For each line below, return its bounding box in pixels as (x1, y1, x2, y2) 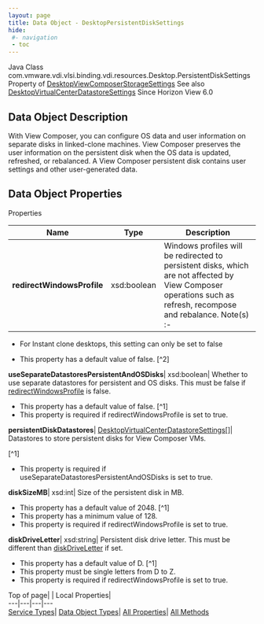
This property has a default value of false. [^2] (19, 354, 170, 364)
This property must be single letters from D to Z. (19, 567, 176, 576)
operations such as (163, 289, 235, 300)
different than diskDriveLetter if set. (8, 543, 123, 552)
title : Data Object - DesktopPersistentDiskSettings (8, 19, 185, 27)
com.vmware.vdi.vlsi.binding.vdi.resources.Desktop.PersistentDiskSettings (8, 71, 251, 80)
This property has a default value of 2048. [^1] (19, 503, 170, 512)
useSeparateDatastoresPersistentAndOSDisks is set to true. (19, 472, 214, 482)
